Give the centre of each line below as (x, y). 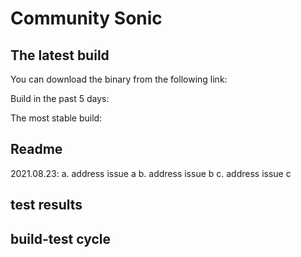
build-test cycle (60, 238)
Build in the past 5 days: (60, 98)
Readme (36, 149)
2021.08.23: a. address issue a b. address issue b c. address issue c (151, 173)
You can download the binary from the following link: (119, 79)
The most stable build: (56, 118)
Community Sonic (86, 18)
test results (46, 205)
